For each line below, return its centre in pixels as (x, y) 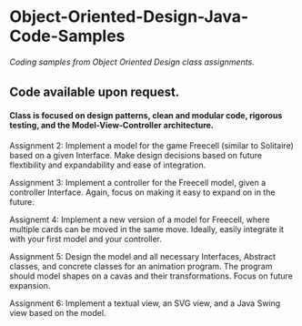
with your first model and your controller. (86, 239)
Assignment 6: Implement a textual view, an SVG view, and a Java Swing (145, 303)
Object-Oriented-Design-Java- (129, 17)
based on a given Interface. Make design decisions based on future (136, 155)
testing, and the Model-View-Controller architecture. (111, 125)
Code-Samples (67, 36)
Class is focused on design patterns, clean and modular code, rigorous (146, 115)
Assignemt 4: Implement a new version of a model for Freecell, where (140, 219)
